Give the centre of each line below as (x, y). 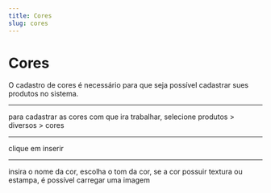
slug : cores (28, 23)
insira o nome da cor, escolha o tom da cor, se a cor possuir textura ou (126, 172)
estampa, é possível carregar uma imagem (79, 180)
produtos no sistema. (44, 94)
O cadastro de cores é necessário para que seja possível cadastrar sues (128, 85)
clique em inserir (36, 149)
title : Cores (30, 16)
